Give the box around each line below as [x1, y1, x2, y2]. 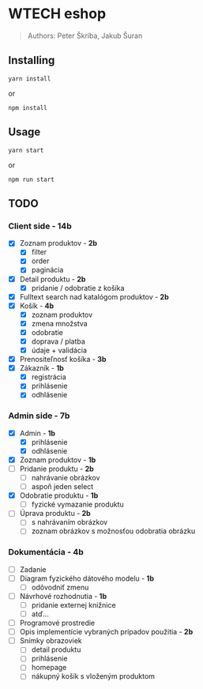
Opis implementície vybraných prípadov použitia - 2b [19, 627, 194, 637]
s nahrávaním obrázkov [31, 518, 108, 527]
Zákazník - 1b [19, 363, 65, 373]
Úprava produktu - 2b [19, 509, 91, 518]
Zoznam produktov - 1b [19, 455, 96, 465]
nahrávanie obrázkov [31, 473, 100, 482]
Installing [8, 54, 55, 67]
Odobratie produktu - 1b [19, 491, 99, 500]
